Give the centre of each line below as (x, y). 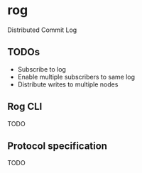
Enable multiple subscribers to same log (76, 77)
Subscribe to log (42, 69)
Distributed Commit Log (42, 30)
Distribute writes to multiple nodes (68, 84)
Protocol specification (58, 146)
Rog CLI (25, 107)
